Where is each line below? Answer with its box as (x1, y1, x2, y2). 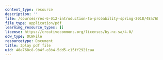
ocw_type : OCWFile (5, 34, 42, 39)
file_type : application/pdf (5, 20, 62, 26)
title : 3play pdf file (5, 43, 51, 48)
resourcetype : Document (5, 39, 53, 44)
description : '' (5, 12, 38, 16)
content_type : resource (5, 7, 53, 12)
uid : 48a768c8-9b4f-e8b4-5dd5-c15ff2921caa (5, 47, 95, 52)
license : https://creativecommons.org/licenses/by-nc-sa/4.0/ (5, 30, 133, 34)
